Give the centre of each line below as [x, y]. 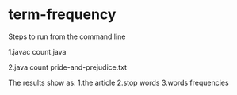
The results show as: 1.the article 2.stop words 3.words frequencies [118, 82]
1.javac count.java [37, 51]
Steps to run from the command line [67, 36]
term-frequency [62, 15]
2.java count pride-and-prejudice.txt [68, 67]
